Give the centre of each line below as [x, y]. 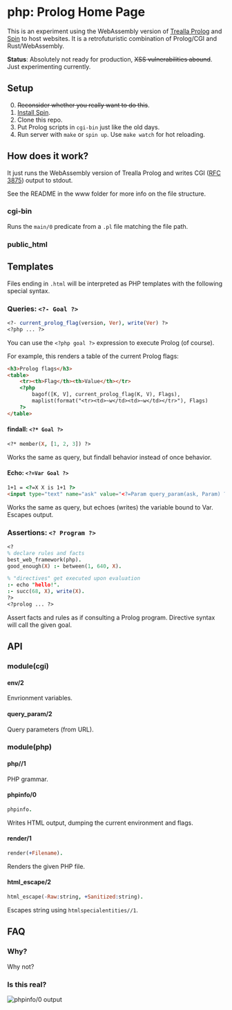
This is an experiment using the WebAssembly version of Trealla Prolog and [115, 31]
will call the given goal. [40, 625]
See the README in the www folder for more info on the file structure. [106, 194]
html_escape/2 [29, 882]
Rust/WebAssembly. [36, 46]
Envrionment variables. [40, 698]
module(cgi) [28, 666]
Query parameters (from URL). [51, 729]
